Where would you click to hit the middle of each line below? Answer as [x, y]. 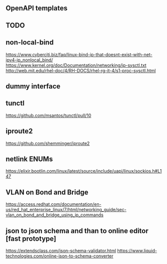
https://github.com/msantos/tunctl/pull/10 [48, 115]
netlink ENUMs [29, 159]
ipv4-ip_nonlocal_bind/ [29, 60]
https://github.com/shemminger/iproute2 [48, 143]
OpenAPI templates [37, 8]
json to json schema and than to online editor [77, 231]
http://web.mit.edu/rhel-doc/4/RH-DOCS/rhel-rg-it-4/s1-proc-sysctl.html [81, 70]
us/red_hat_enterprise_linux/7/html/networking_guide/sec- [66, 210]
